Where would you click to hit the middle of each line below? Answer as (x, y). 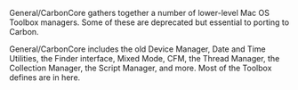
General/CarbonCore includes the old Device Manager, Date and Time (137, 49)
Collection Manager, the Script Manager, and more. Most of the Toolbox (141, 68)
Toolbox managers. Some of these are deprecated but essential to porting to (149, 22)
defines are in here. (45, 78)
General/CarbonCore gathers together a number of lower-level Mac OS (139, 13)
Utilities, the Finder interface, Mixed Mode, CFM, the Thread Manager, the (145, 58)
